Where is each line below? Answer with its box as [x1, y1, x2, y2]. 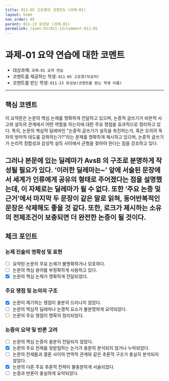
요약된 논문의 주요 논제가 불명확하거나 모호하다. [12, 260, 106, 266]
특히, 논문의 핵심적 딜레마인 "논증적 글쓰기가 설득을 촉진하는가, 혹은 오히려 [12, 127, 157, 134]
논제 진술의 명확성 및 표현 [5, 248, 63, 255]
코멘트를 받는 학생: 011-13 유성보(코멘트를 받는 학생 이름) [12, 80, 122, 86]
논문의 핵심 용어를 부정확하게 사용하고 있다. [12, 267, 98, 273]
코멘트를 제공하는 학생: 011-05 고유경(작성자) [12, 74, 100, 80]
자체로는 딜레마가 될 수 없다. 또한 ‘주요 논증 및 [28, 185, 161, 193]
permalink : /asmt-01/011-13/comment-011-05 [5, 26, 98, 31]
